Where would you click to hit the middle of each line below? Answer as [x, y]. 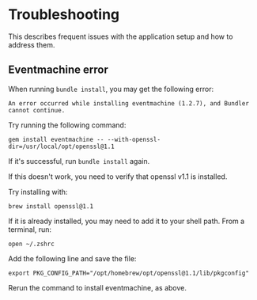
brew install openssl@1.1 [51, 206]
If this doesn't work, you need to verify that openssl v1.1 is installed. [118, 177]
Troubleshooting [64, 15]
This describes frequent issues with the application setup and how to [121, 36]
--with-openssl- [134, 139]
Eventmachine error [58, 70]
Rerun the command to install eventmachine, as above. [98, 287]
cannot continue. [37, 110]
